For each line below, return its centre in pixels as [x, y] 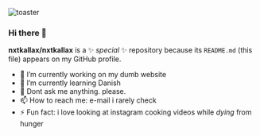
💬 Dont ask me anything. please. [73, 91]
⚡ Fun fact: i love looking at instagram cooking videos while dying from [136, 112]
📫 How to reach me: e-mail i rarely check [88, 100]
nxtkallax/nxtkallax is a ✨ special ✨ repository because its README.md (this [130, 50]
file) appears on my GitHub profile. [65, 59]
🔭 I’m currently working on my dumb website [93, 75]
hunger [31, 124]
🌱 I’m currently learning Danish [70, 83]
